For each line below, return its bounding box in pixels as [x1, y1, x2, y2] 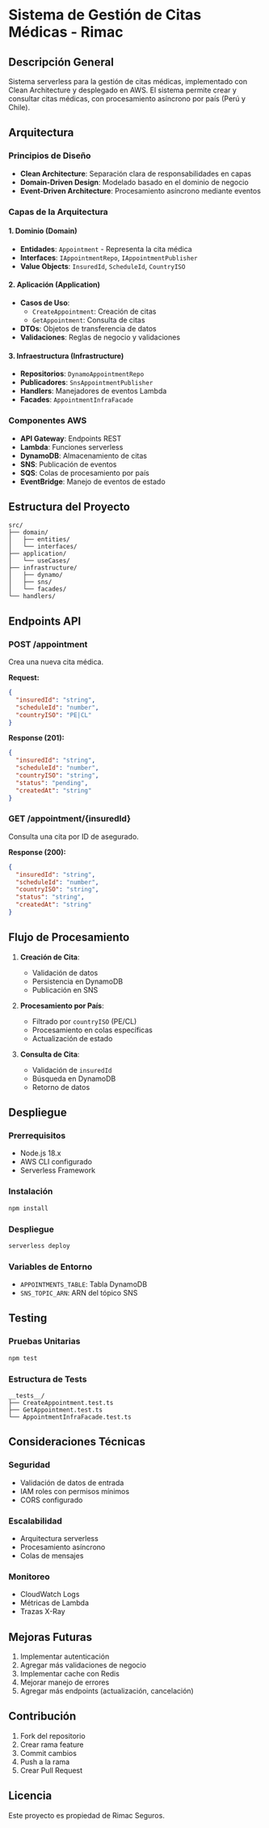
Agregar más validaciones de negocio [19, 1660, 147, 1670]
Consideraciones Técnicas [8, 1435, 145, 1449]
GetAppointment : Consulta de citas [32, 315, 145, 325]
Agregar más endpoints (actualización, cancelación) [19, 1686, 194, 1696]
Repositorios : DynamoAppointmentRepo [19, 369, 145, 378]
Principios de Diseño [8, 150, 91, 161]
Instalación [8, 1185, 53, 1197]
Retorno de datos [32, 1082, 90, 1091]
